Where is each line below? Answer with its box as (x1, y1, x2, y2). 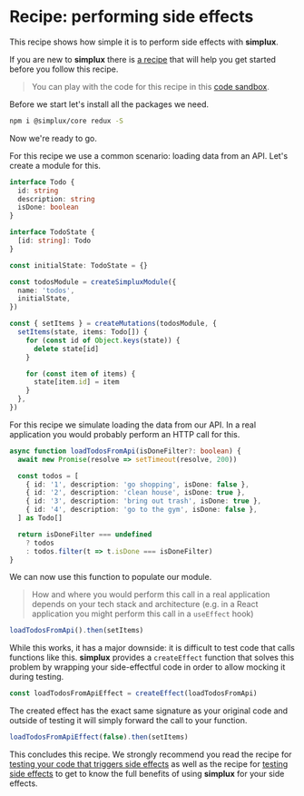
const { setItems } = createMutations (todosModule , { (9, 319, 218, 329)
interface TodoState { (9, 228, 95, 237)
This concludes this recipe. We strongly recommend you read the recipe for (9, 749, 292, 760)
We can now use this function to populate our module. (9, 572, 212, 583)
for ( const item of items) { (25, 369, 136, 378)
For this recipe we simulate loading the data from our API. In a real (9, 419, 257, 430)
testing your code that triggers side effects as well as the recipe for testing (9, 759, 289, 770)
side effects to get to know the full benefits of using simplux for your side (9, 769, 285, 780)
